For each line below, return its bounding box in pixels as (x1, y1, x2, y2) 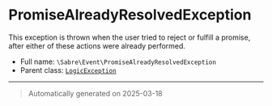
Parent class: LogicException (19, 65, 117, 74)
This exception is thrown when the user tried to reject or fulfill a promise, (8, 32, 251, 42)
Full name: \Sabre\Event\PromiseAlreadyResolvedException (19, 57, 217, 66)
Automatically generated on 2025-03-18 (28, 88, 164, 98)
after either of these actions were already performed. (8, 40, 186, 50)
